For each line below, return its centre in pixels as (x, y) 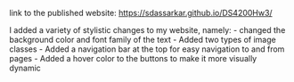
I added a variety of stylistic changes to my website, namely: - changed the (147, 30)
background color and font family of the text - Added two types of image (143, 40)
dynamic (25, 68)
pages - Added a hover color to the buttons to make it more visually (133, 58)
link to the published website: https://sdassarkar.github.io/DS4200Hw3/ (141, 13)
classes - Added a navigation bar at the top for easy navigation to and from (147, 49)
